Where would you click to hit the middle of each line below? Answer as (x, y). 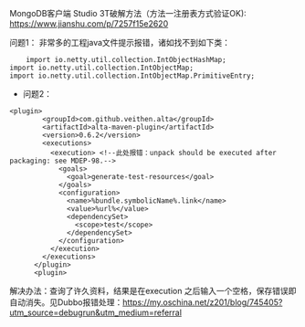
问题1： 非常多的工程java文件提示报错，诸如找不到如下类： (120, 42)
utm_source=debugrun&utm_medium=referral (96, 312)
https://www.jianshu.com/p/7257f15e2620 (89, 24)
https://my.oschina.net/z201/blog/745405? (202, 302)
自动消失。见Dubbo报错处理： (66, 302)
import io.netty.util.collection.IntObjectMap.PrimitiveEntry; (132, 76)
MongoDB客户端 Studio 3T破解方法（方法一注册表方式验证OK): (128, 13)
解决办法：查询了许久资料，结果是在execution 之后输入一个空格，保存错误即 (153, 291)
